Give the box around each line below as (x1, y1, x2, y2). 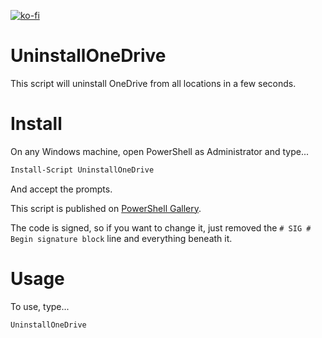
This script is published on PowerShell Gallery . (10, 202, 202, 214)
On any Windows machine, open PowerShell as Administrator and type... (10, 145, 310, 157)
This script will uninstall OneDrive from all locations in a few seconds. (10, 77, 297, 89)
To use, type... (10, 300, 70, 312)
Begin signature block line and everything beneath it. (10, 232, 233, 244)
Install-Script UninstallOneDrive (10, 165, 155, 175)
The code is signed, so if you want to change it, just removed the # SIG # (10, 221, 312, 234)
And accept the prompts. (10, 183, 113, 195)
